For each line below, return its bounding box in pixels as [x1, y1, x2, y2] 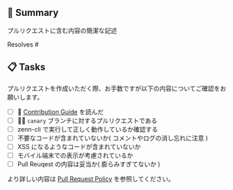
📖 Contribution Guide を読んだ [17, 107, 104, 116]
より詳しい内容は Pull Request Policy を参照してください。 [7, 175, 175, 183]
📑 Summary [7, 7, 59, 19]
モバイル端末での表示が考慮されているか [17, 151, 134, 159]
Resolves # [7, 40, 40, 49]
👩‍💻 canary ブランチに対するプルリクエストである [17, 116, 158, 125]
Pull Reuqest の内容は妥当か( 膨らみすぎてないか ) [17, 160, 161, 168]
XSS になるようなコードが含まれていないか [17, 142, 141, 150]
